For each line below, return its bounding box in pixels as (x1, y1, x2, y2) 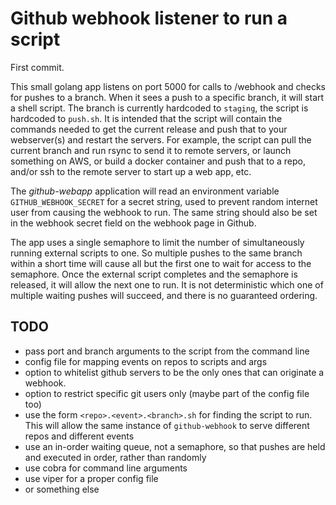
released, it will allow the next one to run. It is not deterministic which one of (10, 278, 324, 291)
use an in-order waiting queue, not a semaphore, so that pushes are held (24, 440, 326, 452)
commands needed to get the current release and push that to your (10, 123, 288, 135)
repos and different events (24, 430, 135, 442)
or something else (24, 483, 100, 495)
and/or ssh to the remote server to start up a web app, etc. (10, 165, 252, 177)
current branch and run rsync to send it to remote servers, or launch (10, 144, 292, 156)
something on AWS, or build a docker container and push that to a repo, (10, 155, 307, 167)
